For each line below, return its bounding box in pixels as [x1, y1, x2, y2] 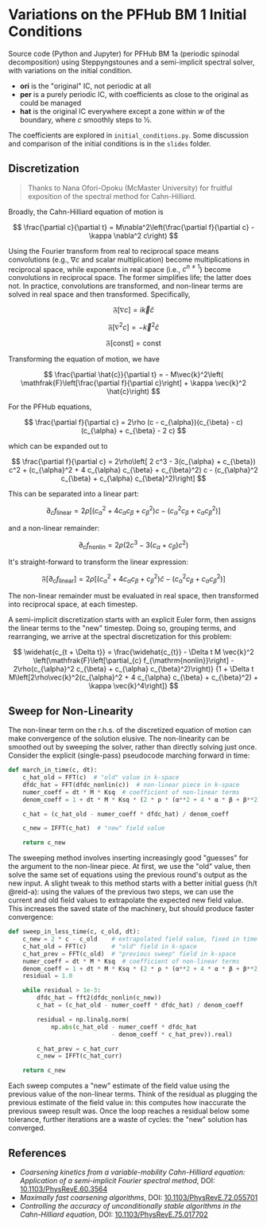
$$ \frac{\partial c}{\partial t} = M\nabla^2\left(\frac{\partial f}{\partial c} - [12, 222, 255, 232]
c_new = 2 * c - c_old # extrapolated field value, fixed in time [22, 935, 258, 944]
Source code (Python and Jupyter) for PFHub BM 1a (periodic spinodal [8, 49, 240, 58]
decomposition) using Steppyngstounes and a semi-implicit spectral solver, [8, 57, 255, 67]
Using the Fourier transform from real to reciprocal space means [8, 246, 219, 255]
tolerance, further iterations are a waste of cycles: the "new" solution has [8, 1115, 248, 1124]
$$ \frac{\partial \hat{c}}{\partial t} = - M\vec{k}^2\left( [43, 370, 224, 380]
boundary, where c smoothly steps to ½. [19, 115, 153, 124]
